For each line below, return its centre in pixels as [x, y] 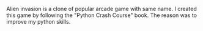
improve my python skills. [39, 22]
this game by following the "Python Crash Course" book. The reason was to [102, 15]
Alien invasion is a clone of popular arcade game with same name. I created [102, 9]
